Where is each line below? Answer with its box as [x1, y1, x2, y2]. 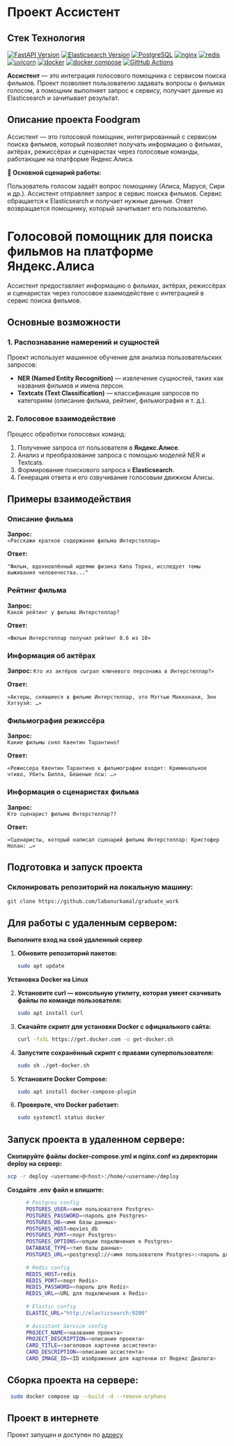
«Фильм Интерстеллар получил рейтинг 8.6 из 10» [7, 634, 151, 641]
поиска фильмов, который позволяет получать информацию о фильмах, [7, 140, 223, 148]
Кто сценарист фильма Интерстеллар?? [7, 810, 117, 817]
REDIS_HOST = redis [25, 1271, 77, 1278]
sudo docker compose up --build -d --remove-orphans [10, 1393, 167, 1400]
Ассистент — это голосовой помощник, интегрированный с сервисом [7, 132, 217, 140]
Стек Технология [7, 32, 86, 44]
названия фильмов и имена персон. [17, 381, 125, 390]
